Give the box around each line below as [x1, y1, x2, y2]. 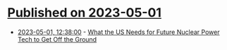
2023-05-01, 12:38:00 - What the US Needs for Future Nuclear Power [17, 28, 220, 36]
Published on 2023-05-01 [7, 5, 162, 21]
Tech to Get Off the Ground [17, 35, 97, 43]
